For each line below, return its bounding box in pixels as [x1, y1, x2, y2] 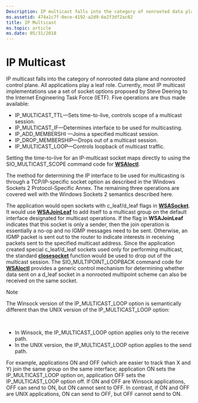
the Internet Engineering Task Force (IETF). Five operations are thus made [6, 94, 186, 101]
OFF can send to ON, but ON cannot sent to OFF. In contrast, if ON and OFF [6, 384, 190, 391]
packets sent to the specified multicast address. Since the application [6, 239, 175, 247]
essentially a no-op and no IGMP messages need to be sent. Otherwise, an [6, 227, 188, 234]
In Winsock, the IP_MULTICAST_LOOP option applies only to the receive [14, 329, 190, 336]
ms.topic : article [6, 25, 51, 31]
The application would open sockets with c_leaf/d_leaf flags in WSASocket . [6, 202, 190, 209]
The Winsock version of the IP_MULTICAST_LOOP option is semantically [6, 300, 181, 307]
